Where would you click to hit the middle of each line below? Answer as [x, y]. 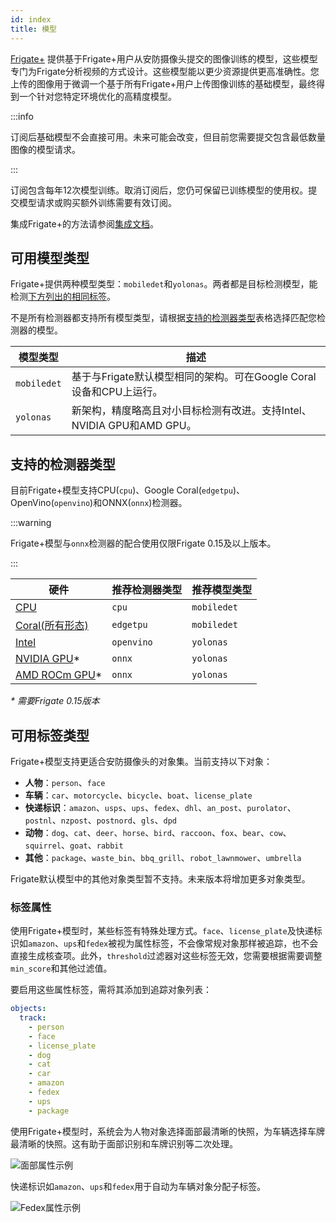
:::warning [31, 523]
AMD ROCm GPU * [59, 675]
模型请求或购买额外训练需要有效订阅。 [97, 202]
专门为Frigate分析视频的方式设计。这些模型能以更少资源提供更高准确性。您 [165, 71]
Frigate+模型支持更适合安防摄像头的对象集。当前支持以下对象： [141, 761]
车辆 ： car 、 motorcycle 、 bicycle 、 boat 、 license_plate [138, 795]
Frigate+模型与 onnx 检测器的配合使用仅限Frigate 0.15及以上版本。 [143, 543]
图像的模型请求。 [45, 149]
